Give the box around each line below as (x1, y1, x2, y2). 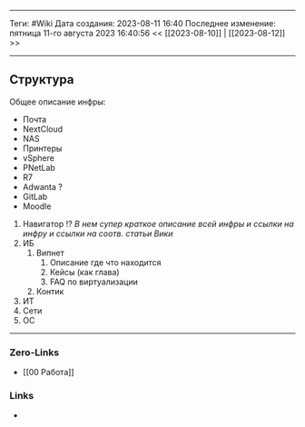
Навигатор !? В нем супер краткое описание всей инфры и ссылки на (22, 218, 295, 229)
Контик (35, 285, 64, 296)
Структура (9, 72, 74, 87)
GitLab (22, 191, 48, 202)
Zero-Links (9, 346, 60, 359)
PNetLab (22, 162, 56, 173)
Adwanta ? (22, 181, 64, 192)
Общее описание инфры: (9, 96, 106, 107)
